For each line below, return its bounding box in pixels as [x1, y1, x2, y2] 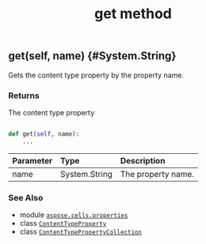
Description [120, 155, 166, 166]
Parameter [12, 155, 53, 166]
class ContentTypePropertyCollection [19, 227, 143, 236]
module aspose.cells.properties [19, 210, 128, 220]
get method [93, 5, 173, 23]
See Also [8, 192, 44, 203]
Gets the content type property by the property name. [8, 70, 185, 80]
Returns [8, 90, 40, 101]
